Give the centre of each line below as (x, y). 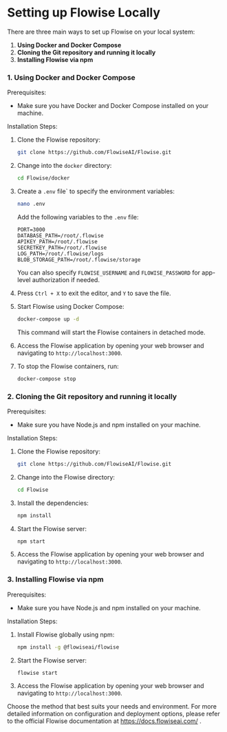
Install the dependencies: (53, 503)
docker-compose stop (46, 379)
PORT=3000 (31, 229)
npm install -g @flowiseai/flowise (68, 647)
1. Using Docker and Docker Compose (71, 77)
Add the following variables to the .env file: (78, 217)
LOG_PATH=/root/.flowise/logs (61, 254)
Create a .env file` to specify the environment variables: (96, 191)
